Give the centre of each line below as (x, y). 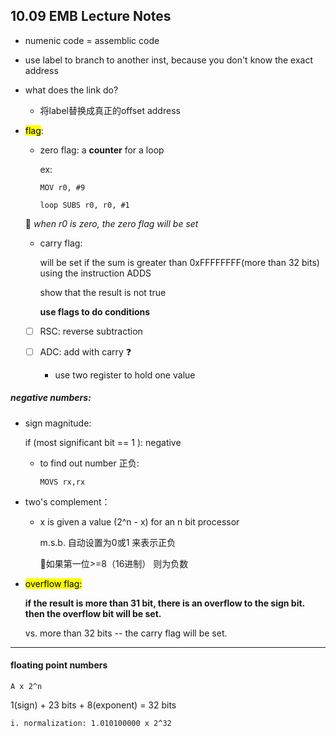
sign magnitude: (58, 423)
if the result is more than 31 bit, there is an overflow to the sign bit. (164, 603)
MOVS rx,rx (62, 482)
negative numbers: (51, 398)
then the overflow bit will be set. (93, 613)
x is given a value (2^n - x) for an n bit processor (139, 521)
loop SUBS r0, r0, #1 (84, 205)
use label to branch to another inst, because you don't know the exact (169, 60)
